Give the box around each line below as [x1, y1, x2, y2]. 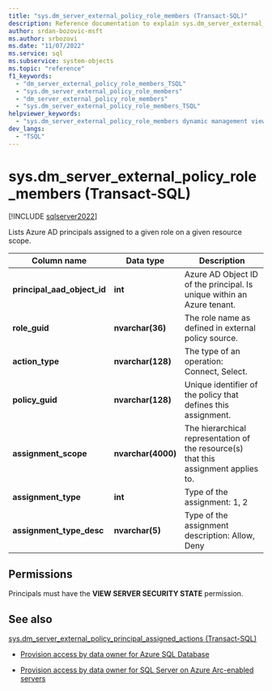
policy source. [184, 332, 239, 343]
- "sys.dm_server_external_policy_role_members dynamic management [15, 117, 249, 126]
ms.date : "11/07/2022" [8, 42, 85, 50]
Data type [125, 254, 165, 266]
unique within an [184, 288, 248, 300]
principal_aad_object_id [12, 284, 107, 295]
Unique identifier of [184, 378, 258, 390]
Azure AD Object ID [184, 268, 259, 279]
